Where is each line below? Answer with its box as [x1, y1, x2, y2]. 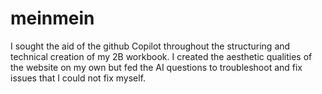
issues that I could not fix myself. [10, 72, 147, 84]
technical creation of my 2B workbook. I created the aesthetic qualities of [10, 50, 313, 62]
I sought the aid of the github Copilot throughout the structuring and [10, 40, 291, 52]
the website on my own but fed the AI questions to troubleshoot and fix [10, 61, 303, 73]
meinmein [10, 7, 95, 30]
